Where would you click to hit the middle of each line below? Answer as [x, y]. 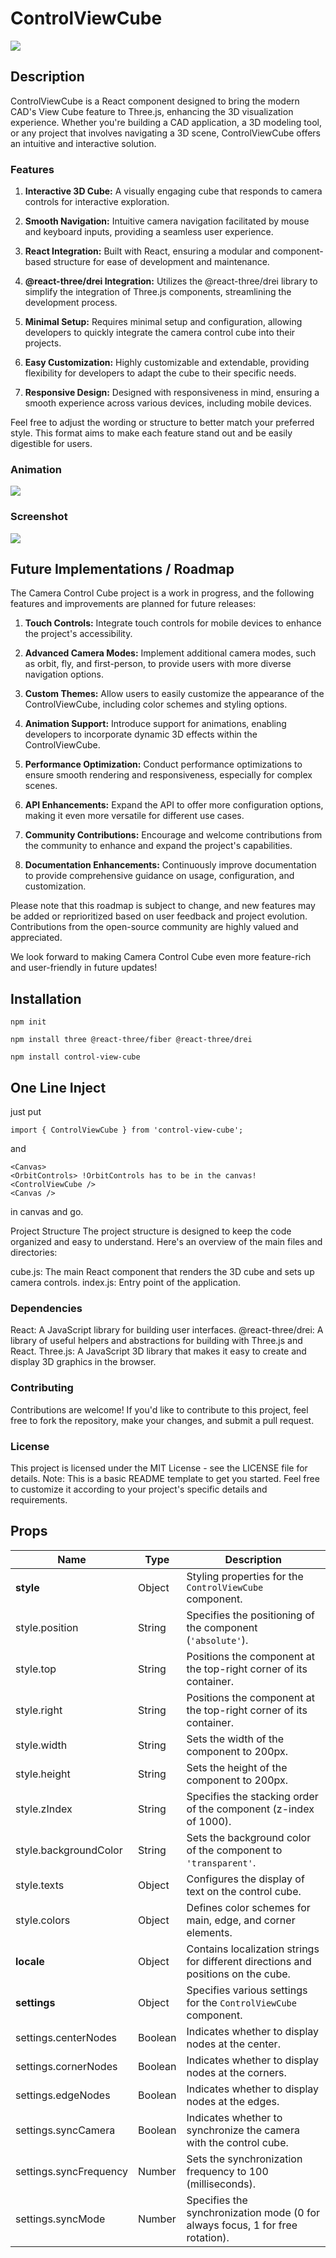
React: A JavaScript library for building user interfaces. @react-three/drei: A [167, 1330]
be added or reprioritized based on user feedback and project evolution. [159, 916]
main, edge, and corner [241, 1920]
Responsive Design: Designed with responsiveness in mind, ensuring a [172, 393]
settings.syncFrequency [72, 2171]
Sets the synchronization [244, 2159]
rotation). [208, 2237]
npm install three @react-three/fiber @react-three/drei [131, 1040]
